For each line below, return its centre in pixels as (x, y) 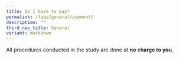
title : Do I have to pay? (38, 11)
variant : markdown (29, 33)
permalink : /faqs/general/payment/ (50, 17)
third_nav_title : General (38, 28)
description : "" (26, 22)
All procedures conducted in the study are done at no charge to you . (90, 50)
